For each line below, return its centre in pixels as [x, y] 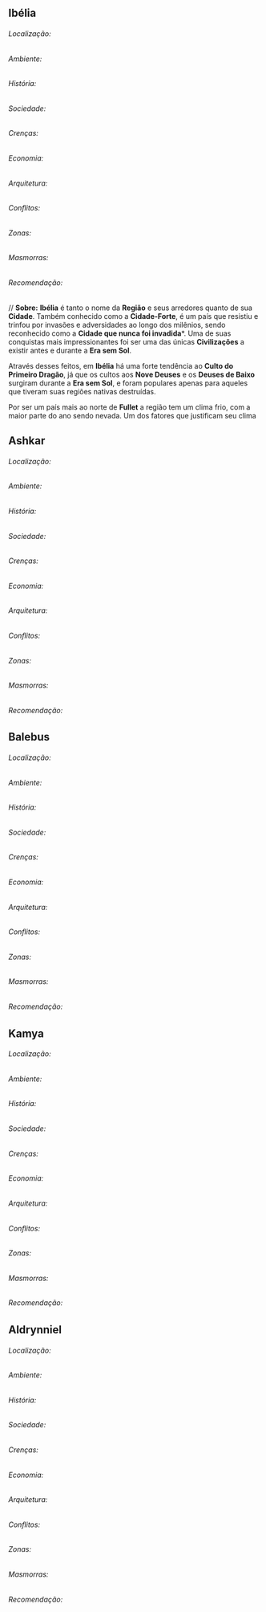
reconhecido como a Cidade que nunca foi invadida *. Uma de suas [120, 333]
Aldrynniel [35, 1330]
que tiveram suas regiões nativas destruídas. [82, 391]
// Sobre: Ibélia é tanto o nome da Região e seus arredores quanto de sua [130, 308]
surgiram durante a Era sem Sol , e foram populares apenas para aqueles [128, 383]
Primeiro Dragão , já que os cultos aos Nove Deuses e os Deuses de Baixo [131, 374]
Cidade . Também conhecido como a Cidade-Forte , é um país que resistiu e [133, 316]
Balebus [29, 737]
